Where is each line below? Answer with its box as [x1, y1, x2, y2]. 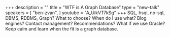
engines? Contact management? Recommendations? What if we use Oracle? [5, 20, 165, 26]
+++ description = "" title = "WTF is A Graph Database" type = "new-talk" [5, 5, 160, 10]
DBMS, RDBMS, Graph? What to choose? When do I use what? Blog [5, 15, 147, 21]
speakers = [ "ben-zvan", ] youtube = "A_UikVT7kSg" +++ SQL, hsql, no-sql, [5, 10, 165, 16]
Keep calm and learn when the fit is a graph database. [5, 26, 118, 32]
